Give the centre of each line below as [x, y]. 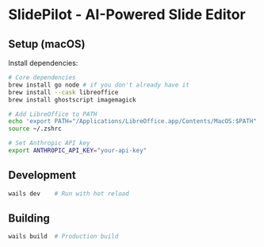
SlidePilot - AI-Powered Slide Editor [127, 15]
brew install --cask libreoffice [63, 92]
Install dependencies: [43, 63]
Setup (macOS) [47, 44]
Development [42, 175]
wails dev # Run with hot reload [69, 193]
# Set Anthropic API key [49, 143]
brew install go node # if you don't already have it [99, 85]
